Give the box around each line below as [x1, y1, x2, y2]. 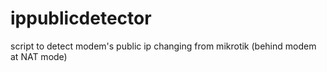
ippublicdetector [10, 7, 152, 30]
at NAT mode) [10, 50, 68, 62]
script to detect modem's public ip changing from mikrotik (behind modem [10, 40, 317, 52]
